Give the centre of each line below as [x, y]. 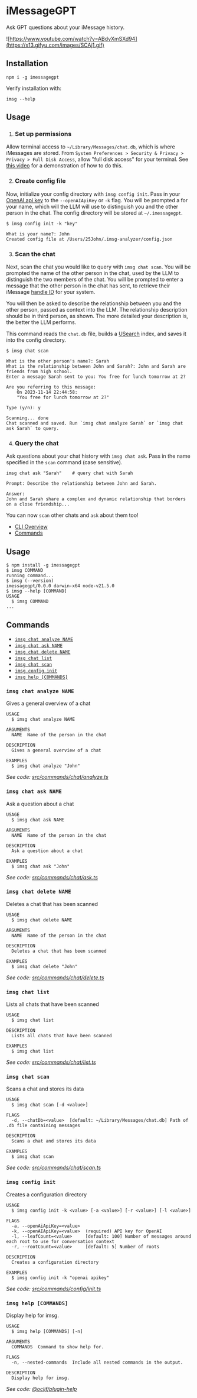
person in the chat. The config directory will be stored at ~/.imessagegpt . [94, 213]
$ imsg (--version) [30, 581]
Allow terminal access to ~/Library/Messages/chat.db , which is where [91, 147]
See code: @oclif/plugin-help [42, 1389]
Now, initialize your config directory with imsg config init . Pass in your [93, 194]
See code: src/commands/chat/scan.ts [54, 1168]
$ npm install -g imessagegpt [43, 565]
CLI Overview [31, 527]
